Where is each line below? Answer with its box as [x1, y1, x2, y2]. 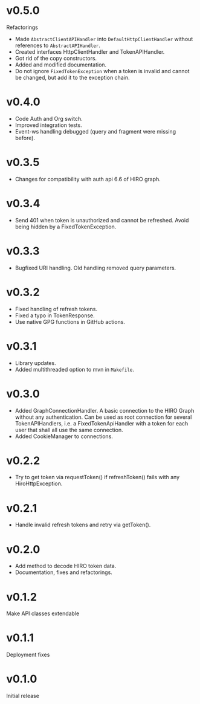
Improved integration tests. [15, 121, 83, 129]
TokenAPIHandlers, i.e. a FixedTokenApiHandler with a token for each [15, 419, 189, 427]
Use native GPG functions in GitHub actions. [15, 318, 126, 325]
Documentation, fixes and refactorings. [15, 569, 113, 576]
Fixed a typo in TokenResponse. [15, 312, 95, 319]
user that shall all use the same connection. [15, 426, 124, 433]
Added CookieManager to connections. [15, 433, 114, 440]
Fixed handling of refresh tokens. [15, 305, 98, 312]
